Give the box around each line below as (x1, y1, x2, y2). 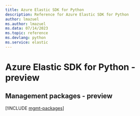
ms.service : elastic (5, 40, 49, 45)
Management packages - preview (5, 92, 113, 100)
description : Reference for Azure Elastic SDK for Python (5, 12, 129, 17)
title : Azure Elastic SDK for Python (5, 7, 84, 12)
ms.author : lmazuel (5, 21, 46, 26)
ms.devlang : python (5, 35, 46, 40)
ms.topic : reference (5, 30, 49, 35)
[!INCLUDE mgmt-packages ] (5, 105, 64, 111)
